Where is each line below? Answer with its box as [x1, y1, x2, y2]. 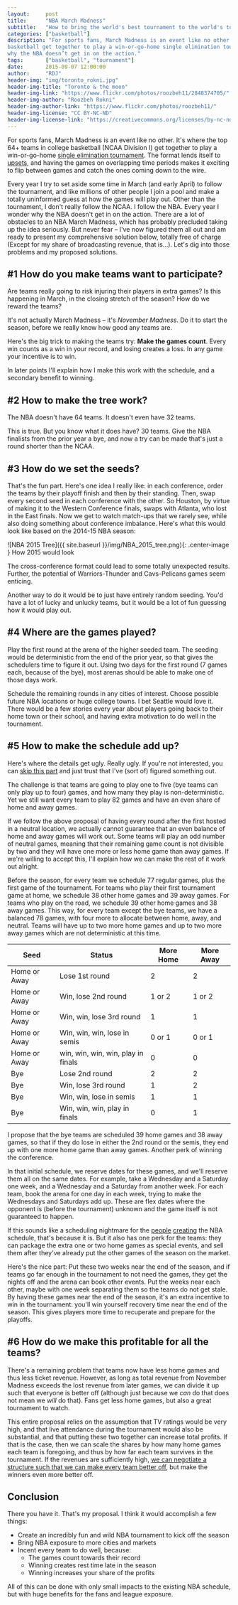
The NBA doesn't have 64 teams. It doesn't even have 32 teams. [7, 413, 196, 422]
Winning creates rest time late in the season [28, 1561, 157, 1569]
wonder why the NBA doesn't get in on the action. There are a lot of [7, 210, 205, 218]
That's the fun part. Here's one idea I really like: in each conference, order [7, 481, 223, 490]
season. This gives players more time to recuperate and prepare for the [7, 1307, 215, 1316]
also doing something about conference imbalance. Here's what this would [7, 520, 226, 528]
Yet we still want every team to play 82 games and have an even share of [7, 795, 221, 804]
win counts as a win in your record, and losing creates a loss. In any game [7, 345, 223, 353]
